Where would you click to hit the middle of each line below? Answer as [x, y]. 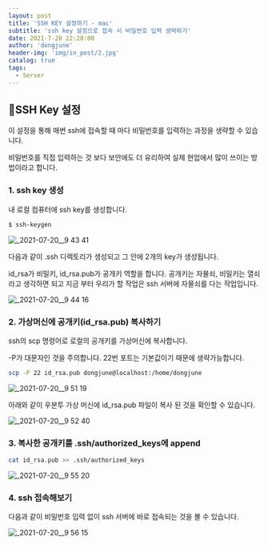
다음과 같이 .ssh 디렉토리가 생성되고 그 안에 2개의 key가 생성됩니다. [114, 256]
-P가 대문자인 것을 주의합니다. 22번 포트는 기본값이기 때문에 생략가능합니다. [126, 357]
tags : [17, 68]
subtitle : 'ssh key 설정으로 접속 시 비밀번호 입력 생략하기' [100, 30]
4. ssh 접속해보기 [40, 498]
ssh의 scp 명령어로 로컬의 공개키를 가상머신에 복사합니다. [98, 341]
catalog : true [32, 61]
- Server [30, 75]
